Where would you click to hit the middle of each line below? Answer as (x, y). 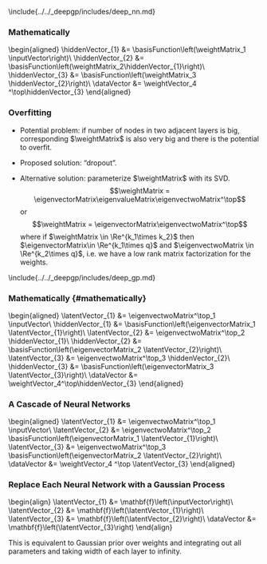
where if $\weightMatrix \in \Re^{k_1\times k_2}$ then (107, 236)
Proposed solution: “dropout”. (68, 162)
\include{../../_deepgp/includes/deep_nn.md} (82, 12)
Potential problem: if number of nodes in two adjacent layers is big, (130, 130)
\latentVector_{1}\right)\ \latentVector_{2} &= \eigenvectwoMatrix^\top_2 (127, 332)
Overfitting (30, 113)
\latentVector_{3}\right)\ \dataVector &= (73, 375)
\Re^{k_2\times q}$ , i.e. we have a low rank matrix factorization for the (135, 253)
